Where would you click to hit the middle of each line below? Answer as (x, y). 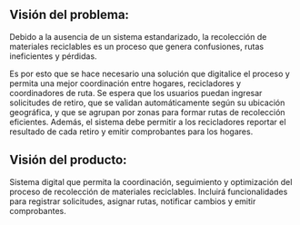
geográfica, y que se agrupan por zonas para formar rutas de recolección (147, 112)
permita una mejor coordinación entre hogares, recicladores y (125, 83)
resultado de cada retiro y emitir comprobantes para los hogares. (131, 132)
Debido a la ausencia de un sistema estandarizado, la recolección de (138, 36)
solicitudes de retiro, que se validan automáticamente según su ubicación (147, 103)
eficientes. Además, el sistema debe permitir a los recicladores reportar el (148, 122)
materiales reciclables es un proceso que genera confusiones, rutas (137, 46)
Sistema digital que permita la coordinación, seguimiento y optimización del (151, 181)
